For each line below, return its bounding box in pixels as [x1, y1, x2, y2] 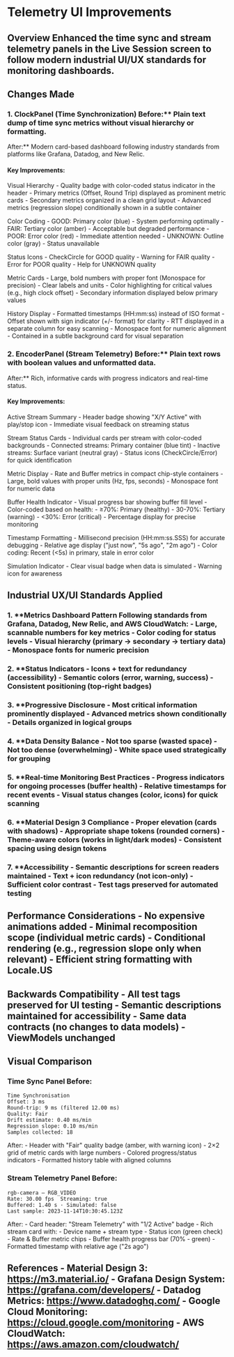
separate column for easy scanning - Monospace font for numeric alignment [7, 324, 227, 333]
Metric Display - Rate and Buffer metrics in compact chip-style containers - [7, 469, 224, 478]
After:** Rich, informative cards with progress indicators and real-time [7, 374, 209, 382]
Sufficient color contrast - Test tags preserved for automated [7, 880, 219, 890]
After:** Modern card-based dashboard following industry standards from [7, 142, 219, 151]
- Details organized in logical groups [7, 718, 132, 728]
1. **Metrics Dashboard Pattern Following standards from [7, 610, 208, 620]
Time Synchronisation [7, 1093, 70, 1100]
